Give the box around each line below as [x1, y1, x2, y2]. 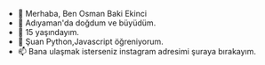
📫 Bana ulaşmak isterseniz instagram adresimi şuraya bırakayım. [17, 47, 256, 56]
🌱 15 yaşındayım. [17, 27, 80, 37]
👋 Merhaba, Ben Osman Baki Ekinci [17, 9, 148, 18]
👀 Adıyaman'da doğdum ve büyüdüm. [17, 18, 157, 28]
